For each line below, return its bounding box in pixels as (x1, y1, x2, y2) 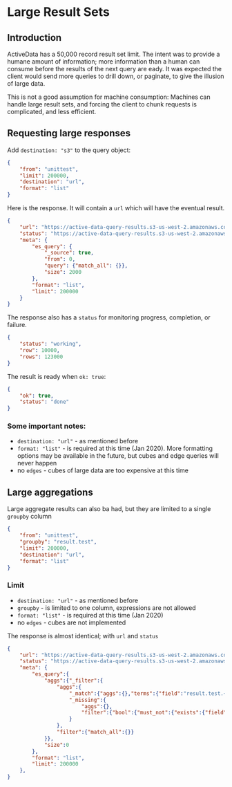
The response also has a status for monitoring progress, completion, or (7, 313, 211, 322)
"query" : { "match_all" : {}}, (43, 262, 128, 270)
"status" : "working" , (19, 340, 81, 348)
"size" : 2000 (43, 269, 81, 276)
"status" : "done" (19, 398, 70, 405)
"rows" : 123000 (19, 353, 64, 360)
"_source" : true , (43, 250, 95, 257)
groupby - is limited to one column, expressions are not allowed (17, 603, 196, 612)
